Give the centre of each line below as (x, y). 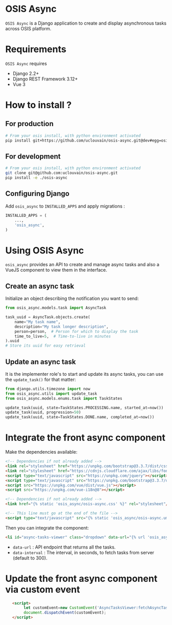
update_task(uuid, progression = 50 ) (43, 412)
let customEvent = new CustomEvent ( (60, 608)
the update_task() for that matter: (41, 379)
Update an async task (41, 362)
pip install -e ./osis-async (36, 178)
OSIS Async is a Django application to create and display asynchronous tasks (86, 23)
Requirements (36, 49)
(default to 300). (30, 558)
